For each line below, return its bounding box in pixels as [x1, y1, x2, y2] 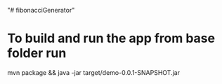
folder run [7, 45, 67, 62]
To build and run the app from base [7, 31, 216, 46]
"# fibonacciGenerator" [7, 6, 75, 14]
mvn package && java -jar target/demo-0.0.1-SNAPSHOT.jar [7, 68, 181, 76]
